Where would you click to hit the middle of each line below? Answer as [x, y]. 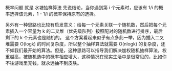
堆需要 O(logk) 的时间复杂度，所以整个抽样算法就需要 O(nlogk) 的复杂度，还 [85, 44]
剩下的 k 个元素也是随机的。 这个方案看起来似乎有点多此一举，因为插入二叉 [85, 38]
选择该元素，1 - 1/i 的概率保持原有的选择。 [54, 14]
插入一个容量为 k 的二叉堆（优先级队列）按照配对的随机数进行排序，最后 [86, 31]
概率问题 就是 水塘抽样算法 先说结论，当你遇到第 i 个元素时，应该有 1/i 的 [82, 7]
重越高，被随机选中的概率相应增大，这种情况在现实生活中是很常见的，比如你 [86, 57]
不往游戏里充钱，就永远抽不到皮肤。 [44, 63]
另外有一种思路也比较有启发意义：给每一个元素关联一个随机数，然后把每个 [84, 25]
